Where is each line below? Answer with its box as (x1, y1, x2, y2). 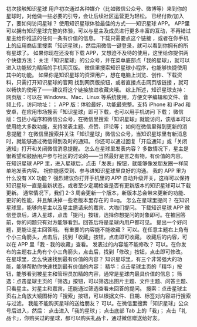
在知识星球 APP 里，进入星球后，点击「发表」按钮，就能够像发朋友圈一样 (6, 160, 184, 167)
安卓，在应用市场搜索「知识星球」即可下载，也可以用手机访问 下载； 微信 (6, 108, 184, 115)
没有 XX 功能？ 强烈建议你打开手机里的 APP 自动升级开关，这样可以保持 (16, 174, 190, 181)
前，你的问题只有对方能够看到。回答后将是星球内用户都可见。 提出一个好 (6, 219, 182, 226)
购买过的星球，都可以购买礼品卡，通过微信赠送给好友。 (29, 315, 163, 321)
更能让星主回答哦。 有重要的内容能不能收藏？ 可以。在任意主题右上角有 (16, 226, 189, 233)
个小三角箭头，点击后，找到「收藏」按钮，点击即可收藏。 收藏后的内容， (6, 233, 182, 240)
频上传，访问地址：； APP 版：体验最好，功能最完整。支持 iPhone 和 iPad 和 (6, 101, 191, 108)
